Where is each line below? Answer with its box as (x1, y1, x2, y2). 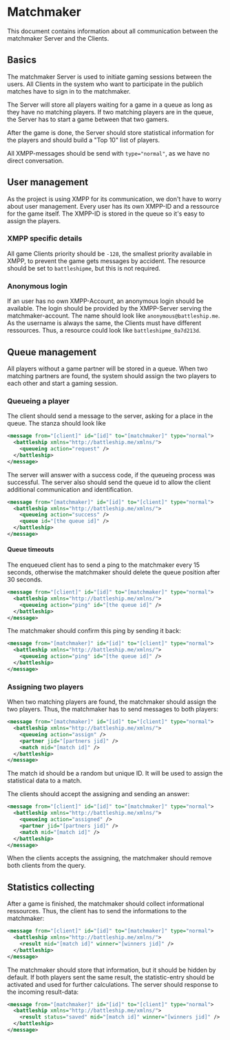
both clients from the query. (7, 862, 86, 870)
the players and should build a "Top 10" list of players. (7, 136, 160, 144)
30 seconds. (7, 576, 43, 584)
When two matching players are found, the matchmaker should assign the (7, 698, 217, 706)
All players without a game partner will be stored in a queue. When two (7, 364, 208, 373)
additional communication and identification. (7, 485, 133, 493)
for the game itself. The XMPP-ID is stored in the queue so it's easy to (7, 209, 205, 218)
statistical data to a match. (7, 776, 82, 785)
